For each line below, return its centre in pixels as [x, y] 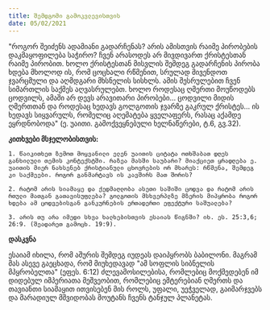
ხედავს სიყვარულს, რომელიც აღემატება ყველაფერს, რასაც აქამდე [125, 114]
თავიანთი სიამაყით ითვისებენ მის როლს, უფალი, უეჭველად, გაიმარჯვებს [135, 289]
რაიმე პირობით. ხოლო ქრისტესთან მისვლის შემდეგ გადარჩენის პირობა [134, 63]
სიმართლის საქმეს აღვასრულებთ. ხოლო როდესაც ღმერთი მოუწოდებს [132, 89]
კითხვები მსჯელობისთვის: [54, 138]
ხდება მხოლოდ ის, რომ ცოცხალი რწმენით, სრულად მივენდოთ [118, 72]
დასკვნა [22, 239]
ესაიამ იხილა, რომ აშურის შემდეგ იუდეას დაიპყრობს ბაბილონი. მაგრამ [133, 254]
